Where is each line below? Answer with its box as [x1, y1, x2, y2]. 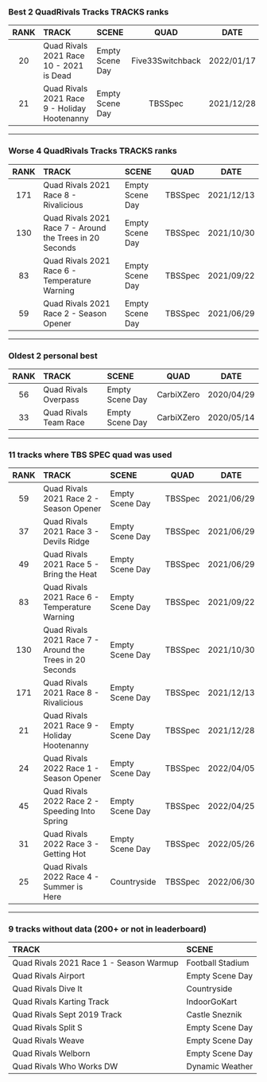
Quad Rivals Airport [12, 971, 85, 982]
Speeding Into [43, 806, 95, 817]
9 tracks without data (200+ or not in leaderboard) [8, 924, 207, 935]
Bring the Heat [43, 568, 98, 580]
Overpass [43, 393, 79, 404]
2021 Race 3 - [43, 526, 99, 537]
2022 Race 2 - [43, 795, 99, 807]
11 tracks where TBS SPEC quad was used [8, 449, 172, 460]
